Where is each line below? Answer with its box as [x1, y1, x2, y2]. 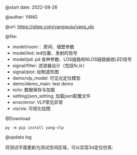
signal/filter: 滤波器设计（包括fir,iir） [12, 63, 87, 68]
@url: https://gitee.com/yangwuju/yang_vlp [5, 24, 94, 30]
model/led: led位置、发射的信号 [12, 50, 78, 56]
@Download [5, 115, 31, 121]
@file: [5, 34, 18, 39]
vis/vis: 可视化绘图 [12, 105, 51, 111]
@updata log [5, 134, 32, 140]
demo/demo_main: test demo [12, 81, 74, 87]
